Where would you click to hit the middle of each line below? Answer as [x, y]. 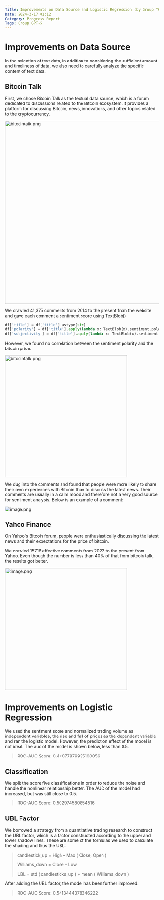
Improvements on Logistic [59, 707]
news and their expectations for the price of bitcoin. [57, 541]
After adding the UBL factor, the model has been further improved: [72, 883]
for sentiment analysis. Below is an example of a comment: [64, 500]
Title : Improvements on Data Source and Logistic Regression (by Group [79, 10]
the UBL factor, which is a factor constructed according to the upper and [78, 835]
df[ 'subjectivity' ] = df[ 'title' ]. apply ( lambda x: [58, 334]
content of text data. [26, 71]
